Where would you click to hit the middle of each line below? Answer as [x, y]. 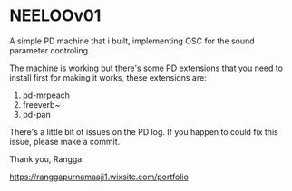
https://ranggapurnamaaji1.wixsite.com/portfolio [99, 177]
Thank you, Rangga [46, 158]
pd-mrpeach [46, 95]
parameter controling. [50, 50]
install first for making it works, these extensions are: [108, 77]
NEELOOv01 [55, 16]
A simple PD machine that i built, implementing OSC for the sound [132, 41]
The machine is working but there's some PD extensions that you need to [146, 68]
